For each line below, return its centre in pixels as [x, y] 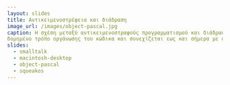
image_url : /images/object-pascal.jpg [62, 26]
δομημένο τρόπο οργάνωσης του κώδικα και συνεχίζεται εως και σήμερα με [113, 39]
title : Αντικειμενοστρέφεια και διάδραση [67, 20]
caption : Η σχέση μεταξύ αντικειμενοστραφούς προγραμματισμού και [104, 33]
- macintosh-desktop [42, 58]
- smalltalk [30, 52]
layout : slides [29, 13]
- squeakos [29, 71]
